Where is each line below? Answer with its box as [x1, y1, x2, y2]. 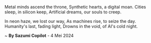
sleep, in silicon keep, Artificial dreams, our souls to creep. [4, 9, 122, 15]
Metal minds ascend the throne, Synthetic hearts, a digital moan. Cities [4, 4, 146, 10]
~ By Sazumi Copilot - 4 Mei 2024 [4, 33, 74, 38]
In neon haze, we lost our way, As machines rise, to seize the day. [4, 19, 136, 24]
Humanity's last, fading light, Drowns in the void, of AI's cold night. [4, 23, 138, 29]
